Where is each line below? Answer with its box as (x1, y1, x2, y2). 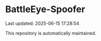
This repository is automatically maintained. (5, 30, 96, 36)
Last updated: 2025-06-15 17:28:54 (5, 20, 80, 26)
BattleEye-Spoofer (5, 4, 85, 15)
